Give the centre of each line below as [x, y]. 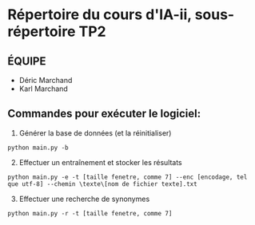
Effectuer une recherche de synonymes [84, 199]
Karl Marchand [44, 89]
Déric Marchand [46, 80]
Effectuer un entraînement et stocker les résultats [101, 162]
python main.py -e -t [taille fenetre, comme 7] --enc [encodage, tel [127, 177]
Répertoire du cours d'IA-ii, [100, 15]
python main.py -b [38, 148]
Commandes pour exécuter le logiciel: [104, 114]
